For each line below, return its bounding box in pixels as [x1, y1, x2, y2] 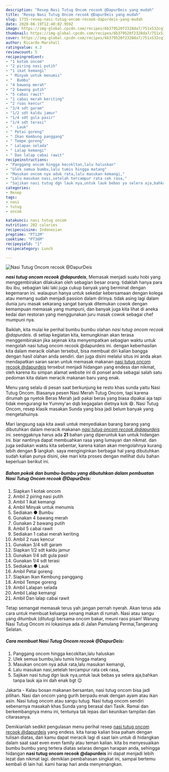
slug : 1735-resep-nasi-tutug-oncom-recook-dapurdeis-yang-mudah [6, 17, 143, 22]
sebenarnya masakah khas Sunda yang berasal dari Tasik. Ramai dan [6, 703, 149, 710]
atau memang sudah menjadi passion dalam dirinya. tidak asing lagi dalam [6, 295, 159, 301]
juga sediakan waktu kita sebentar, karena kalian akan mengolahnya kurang [6, 442, 162, 448]
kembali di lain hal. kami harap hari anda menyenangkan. [6, 761, 123, 767]
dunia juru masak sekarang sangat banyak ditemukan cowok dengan [6, 301, 147, 307]
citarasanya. [6, 714, 32, 720]
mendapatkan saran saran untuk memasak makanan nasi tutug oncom [6, 359, 151, 365]
